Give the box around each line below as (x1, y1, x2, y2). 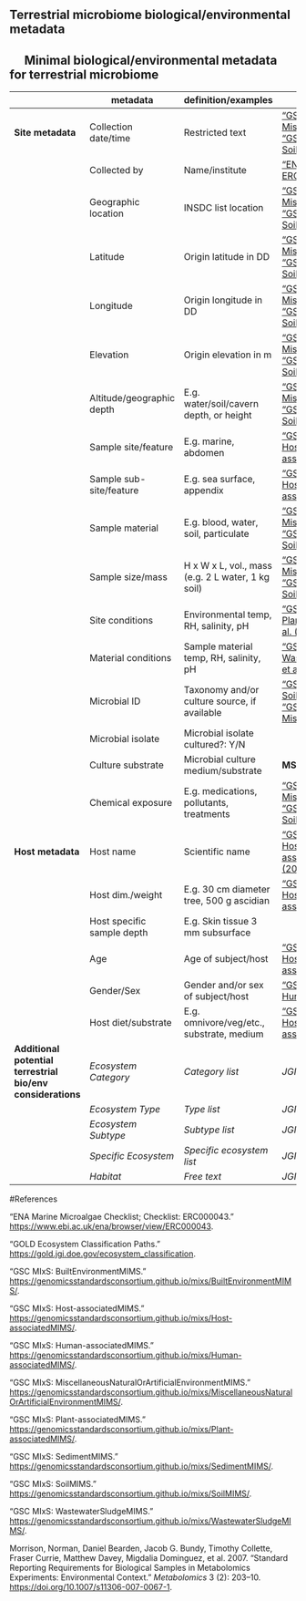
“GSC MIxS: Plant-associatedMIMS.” (9, 1414, 146, 1425)
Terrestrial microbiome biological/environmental (9, 7, 291, 23)
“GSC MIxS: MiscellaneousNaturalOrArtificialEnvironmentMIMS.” (9, 1377, 251, 1389)
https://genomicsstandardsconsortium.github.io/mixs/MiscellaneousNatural (9, 1387, 293, 1398)
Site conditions (89, 615, 153, 627)
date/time (89, 132, 131, 145)
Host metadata (14, 845, 80, 858)
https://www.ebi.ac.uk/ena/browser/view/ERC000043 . (9, 1221, 214, 1232)
